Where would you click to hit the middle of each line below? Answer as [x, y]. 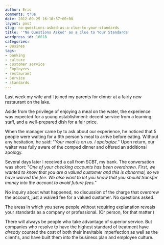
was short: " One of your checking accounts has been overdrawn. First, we [80, 167]
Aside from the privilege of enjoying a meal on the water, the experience [78, 111]
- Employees [17, 69]
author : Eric [18, 10]
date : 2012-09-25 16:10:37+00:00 [39, 19]
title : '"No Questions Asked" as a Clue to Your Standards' [68, 32]
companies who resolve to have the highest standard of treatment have [77, 227]
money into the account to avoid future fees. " [51, 183]
